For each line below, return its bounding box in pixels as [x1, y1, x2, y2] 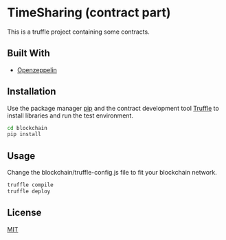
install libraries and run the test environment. [7, 111, 134, 120]
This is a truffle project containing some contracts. [7, 28, 150, 36]
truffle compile [7, 182, 54, 188]
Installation [7, 86, 56, 98]
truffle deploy [7, 188, 51, 195]
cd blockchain [7, 124, 48, 131]
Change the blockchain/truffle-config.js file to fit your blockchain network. [7, 168, 218, 177]
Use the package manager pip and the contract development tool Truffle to [7, 104, 220, 112]
